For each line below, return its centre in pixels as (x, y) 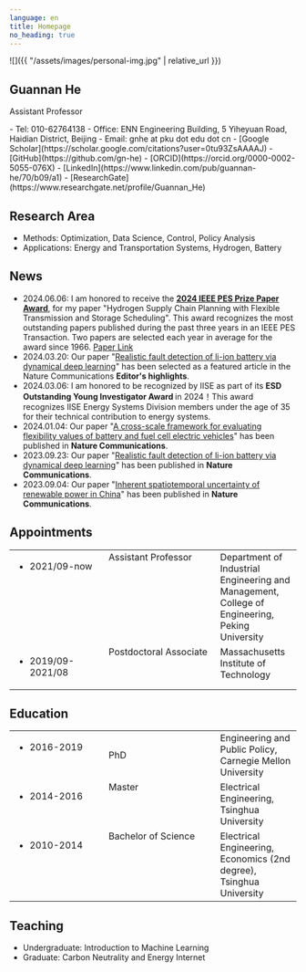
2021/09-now (61, 566)
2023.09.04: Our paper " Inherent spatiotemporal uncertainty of (141, 484)
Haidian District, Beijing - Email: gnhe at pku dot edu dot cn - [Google (139, 139)
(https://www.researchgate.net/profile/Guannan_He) (108, 187)
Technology (245, 674)
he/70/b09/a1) (36, 178)
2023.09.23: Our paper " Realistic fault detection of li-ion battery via (149, 455)
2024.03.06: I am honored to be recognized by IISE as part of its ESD (152, 385)
